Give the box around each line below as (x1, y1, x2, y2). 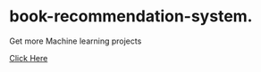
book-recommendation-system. (9, 6, 253, 27)
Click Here (9, 52, 48, 63)
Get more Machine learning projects (9, 36, 142, 46)
